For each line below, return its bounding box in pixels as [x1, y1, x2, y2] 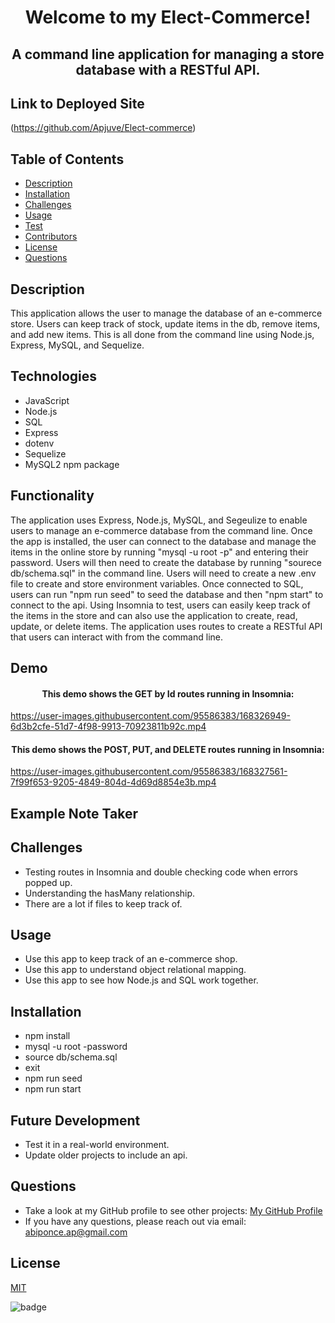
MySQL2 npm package [24, 458, 120, 470]
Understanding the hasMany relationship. [24, 887, 196, 899]
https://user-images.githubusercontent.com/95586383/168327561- [10, 766, 288, 778]
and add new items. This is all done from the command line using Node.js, [10, 329, 315, 341]
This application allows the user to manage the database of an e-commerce [10, 307, 323, 320]
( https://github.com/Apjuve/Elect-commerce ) [10, 122, 197, 134]
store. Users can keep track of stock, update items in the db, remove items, [10, 318, 321, 330]
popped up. [24, 876, 73, 888]
